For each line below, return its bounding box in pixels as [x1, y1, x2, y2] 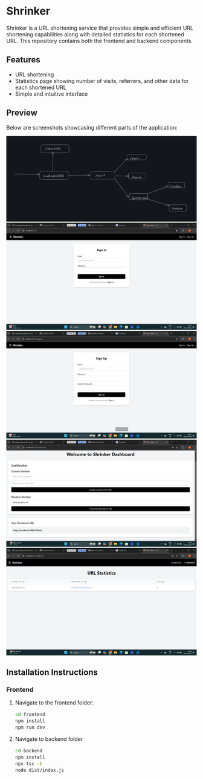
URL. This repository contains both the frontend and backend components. [6, 37, 193, 44]
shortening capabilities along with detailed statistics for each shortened [6, 30, 184, 38]
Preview [6, 108, 38, 118]
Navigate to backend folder [14, 735, 83, 743]
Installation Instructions [6, 668, 98, 678]
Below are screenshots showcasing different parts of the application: [6, 124, 178, 131]
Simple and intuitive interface [14, 90, 88, 98]
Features [6, 55, 40, 65]
